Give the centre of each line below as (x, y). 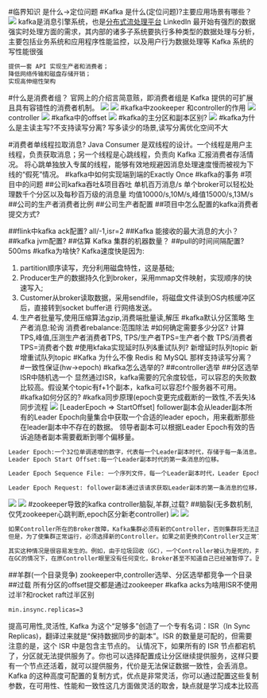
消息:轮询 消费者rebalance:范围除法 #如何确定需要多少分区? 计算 (139, 327)
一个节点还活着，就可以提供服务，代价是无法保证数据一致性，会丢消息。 (133, 665)
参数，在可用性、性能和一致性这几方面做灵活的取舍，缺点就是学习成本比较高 (133, 685)
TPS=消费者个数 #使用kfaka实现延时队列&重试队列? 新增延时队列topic (134, 347)
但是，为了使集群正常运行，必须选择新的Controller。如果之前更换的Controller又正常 (132, 536)
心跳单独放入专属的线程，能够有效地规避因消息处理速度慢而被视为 (139, 164)
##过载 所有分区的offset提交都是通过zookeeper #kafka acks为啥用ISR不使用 (133, 584)
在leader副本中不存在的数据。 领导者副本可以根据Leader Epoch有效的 (134, 427)
